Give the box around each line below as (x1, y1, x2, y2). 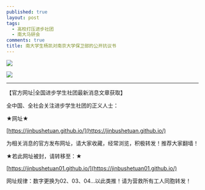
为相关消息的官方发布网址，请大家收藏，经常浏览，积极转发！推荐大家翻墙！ (6, 139, 199, 147)
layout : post (6, 15, 40, 21)
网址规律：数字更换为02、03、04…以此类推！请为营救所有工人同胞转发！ (6, 177, 192, 185)
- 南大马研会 (12, 32, 41, 38)
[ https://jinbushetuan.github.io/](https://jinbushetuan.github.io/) (6, 127, 167, 134)
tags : (6, 20, 20, 26)
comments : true (6, 37, 45, 43)
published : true (6, 9, 48, 15)
